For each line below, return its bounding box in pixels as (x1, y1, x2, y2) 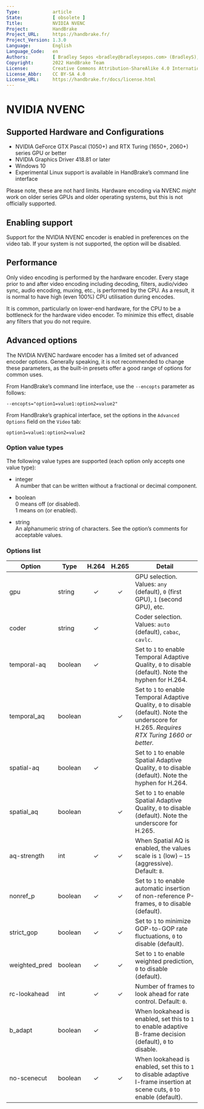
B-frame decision (135, 1030, 186, 1039)
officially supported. (6, 200, 56, 207)
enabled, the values (135, 844, 191, 853)
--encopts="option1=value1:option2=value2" (6, 401, 118, 407)
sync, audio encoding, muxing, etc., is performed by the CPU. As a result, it (6, 287, 195, 294)
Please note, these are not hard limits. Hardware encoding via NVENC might (6, 187, 196, 194)
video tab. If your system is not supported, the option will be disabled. (6, 240, 181, 247)
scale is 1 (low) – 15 (135, 852, 191, 860)
